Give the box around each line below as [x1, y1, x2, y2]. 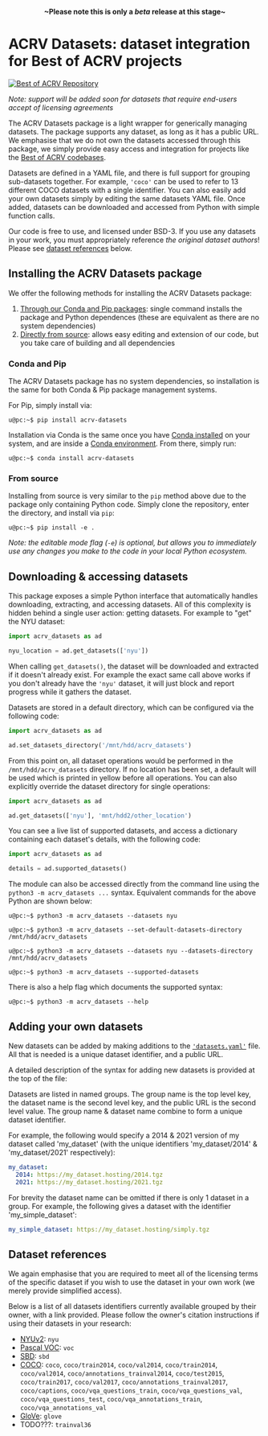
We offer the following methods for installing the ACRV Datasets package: [8, 288, 252, 298]
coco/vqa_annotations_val [19, 1404, 107, 1413]
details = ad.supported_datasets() [8, 865, 128, 873]
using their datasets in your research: [8, 1319, 132, 1328]
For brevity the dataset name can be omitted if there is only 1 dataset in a [8, 1192, 250, 1202]
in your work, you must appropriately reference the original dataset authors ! [8, 235, 261, 245]
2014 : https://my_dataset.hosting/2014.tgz [15, 1171, 163, 1179]
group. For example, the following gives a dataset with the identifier [8, 1201, 231, 1211]
